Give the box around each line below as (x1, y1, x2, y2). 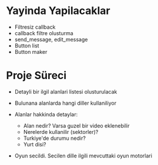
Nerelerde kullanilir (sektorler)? (23, 128, 99, 135)
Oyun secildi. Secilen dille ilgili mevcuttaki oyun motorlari (14, 152, 153, 159)
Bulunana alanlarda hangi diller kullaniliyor (14, 99, 116, 106)
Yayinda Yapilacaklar (6, 4, 110, 18)
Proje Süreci (6, 69, 67, 82)
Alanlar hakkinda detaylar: (14, 111, 78, 118)
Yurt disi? (23, 140, 46, 147)
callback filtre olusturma (14, 29, 73, 36)
